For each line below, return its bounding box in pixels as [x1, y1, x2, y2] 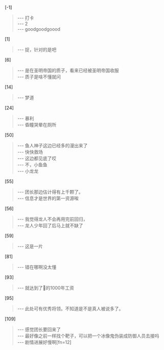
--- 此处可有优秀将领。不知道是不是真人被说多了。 [17, 305, 124, 312]
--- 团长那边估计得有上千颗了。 [17, 189, 84, 195]
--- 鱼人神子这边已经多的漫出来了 [17, 143, 88, 148]
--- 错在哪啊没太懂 [17, 264, 57, 270]
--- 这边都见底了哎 [17, 156, 57, 161]
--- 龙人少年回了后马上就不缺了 [17, 223, 84, 228]
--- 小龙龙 [17, 168, 39, 174]
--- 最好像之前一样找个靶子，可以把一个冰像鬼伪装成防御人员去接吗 [17, 333, 159, 339]
